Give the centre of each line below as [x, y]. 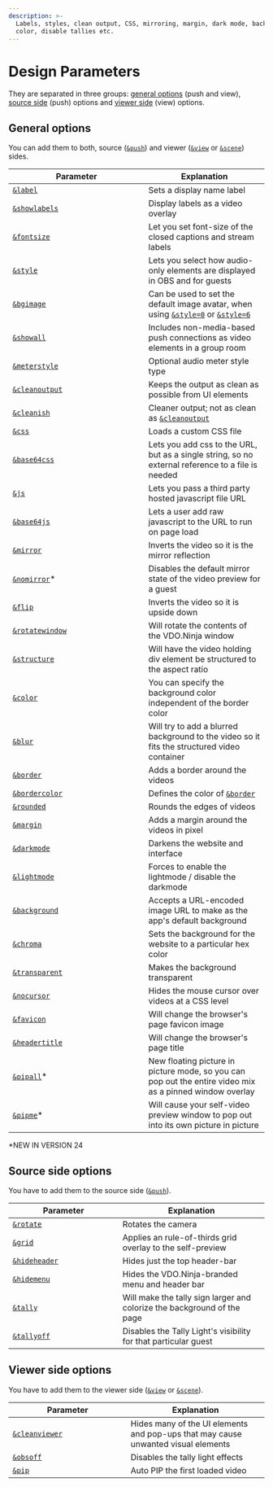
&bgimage [29, 304]
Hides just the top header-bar [180, 1261]
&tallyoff [31, 1336]
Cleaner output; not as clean [202, 408]
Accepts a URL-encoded [196, 900]
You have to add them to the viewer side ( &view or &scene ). [106, 1389]
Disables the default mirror [199, 569]
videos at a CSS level [188, 1001]
